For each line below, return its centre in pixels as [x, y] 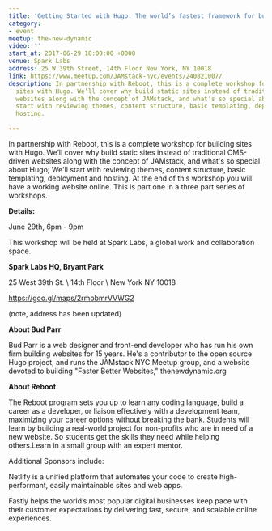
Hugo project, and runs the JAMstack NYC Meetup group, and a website [129, 362]
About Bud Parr [35, 329]
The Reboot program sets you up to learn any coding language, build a [126, 402]
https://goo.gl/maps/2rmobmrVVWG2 [72, 298]
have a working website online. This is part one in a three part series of [127, 187]
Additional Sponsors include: [56, 461]
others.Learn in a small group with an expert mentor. [96, 445]
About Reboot [32, 387]
